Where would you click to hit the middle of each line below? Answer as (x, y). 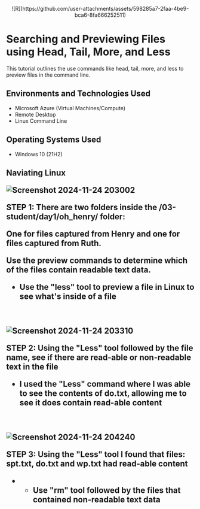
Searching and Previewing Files (86, 39)
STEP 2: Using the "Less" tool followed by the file (100, 348)
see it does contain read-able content (91, 403)
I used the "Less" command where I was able (105, 384)
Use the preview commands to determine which (97, 260)
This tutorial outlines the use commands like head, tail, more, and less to (95, 68)
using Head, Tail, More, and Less (89, 52)
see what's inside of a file (68, 296)
